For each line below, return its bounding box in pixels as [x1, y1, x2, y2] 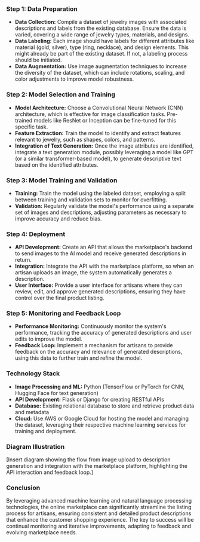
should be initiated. [14, 56, 62, 64]
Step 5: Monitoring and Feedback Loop [6, 310, 121, 318]
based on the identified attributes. [14, 161, 99, 169]
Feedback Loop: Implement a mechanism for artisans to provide [14, 342, 173, 349]
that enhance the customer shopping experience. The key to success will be [6, 516, 194, 523]
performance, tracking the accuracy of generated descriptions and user [14, 329, 192, 336]
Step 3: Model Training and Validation [6, 176, 118, 184]
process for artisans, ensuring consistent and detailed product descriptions [6, 510, 192, 517]
